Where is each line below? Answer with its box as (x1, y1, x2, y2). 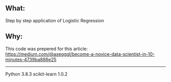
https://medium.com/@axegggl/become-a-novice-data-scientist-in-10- (5, 51, 155, 57)
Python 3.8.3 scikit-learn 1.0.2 (5, 71, 68, 77)
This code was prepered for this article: (5, 46, 88, 52)
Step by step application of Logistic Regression (5, 17, 104, 23)
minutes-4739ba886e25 (5, 56, 57, 62)
